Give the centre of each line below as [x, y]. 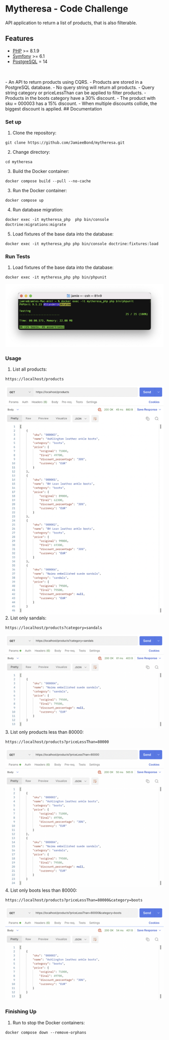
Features [19, 39]
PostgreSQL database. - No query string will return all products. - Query [80, 87]
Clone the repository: [34, 133]
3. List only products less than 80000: [45, 732]
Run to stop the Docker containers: [49, 1022]
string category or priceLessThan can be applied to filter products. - [76, 93]
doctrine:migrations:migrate [36, 225]
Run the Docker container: [39, 191]
